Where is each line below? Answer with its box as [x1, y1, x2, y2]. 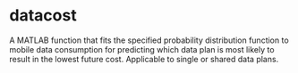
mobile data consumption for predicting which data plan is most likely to [9, 44, 275, 54]
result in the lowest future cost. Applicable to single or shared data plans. [9, 53, 279, 64]
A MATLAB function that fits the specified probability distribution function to [9, 35, 289, 45]
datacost [9, 5, 78, 26]
